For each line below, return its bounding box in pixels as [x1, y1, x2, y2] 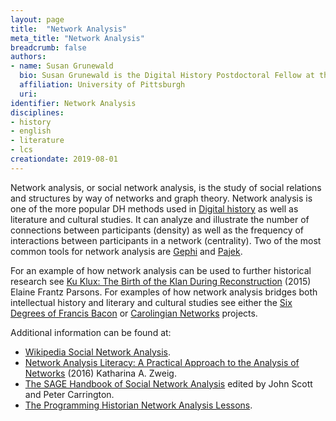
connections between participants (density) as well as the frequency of [10, 224, 305, 236]
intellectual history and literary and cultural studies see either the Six [10, 296, 293, 308]
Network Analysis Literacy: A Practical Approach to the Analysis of [24, 356, 300, 368]
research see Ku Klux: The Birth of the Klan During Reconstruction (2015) [10, 275, 312, 287]
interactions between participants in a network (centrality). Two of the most [10, 234, 322, 246]
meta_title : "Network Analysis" [10, 33, 145, 43]
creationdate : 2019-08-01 [10, 154, 118, 164]
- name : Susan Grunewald [10, 61, 114, 71]
